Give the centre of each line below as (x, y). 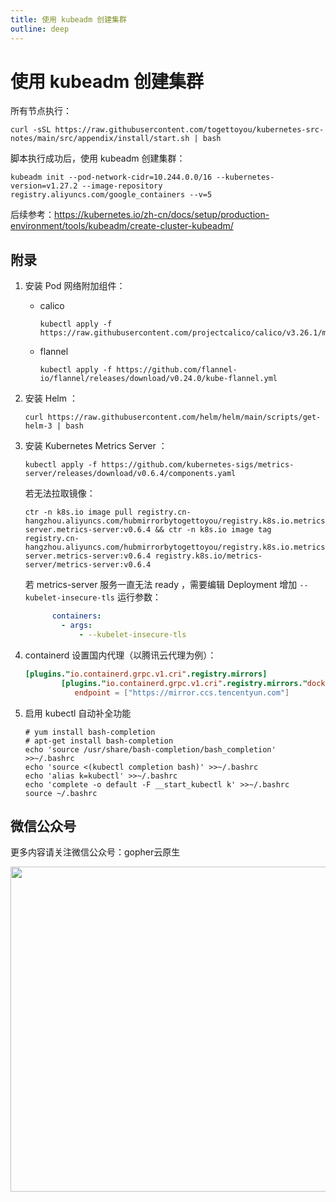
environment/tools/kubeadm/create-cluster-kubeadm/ (122, 226)
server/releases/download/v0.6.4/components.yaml (130, 474)
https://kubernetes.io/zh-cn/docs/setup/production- (162, 215)
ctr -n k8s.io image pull (78, 512)
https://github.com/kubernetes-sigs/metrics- (198, 465)
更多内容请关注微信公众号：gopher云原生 (95, 852)
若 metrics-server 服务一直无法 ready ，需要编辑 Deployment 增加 (161, 585)
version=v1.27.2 (44, 186)
